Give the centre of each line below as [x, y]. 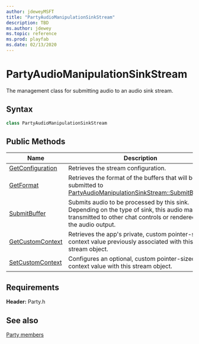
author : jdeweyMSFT [30, 12]
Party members [25, 334]
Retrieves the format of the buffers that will [128, 178]
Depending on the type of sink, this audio [125, 210]
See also [22, 321]
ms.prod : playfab [28, 39]
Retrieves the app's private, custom [117, 234]
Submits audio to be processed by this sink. [129, 203]
